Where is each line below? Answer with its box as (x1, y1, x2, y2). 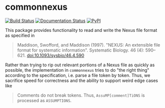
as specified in (5, 32, 35, 38)
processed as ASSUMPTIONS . (17, 97, 72, 103)
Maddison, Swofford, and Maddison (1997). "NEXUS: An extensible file (17, 42, 161, 48)
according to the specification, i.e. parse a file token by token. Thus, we (5, 72, 150, 78)
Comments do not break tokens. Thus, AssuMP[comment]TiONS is (17, 92, 145, 98)
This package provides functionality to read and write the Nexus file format (5, 27, 158, 33)
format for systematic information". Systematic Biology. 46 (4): (17, 47, 144, 53)
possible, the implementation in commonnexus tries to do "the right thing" (5, 67, 149, 73)
